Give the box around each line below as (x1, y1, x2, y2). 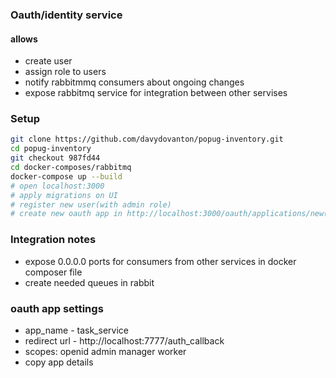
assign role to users (24, 66, 107, 78)
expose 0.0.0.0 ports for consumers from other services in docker (24, 255, 297, 267)
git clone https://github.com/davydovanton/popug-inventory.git (10, 134, 284, 145)
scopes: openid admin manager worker (24, 345, 187, 357)
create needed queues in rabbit (24, 276, 155, 288)
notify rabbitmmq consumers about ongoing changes (24, 76, 245, 88)
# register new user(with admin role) (10, 199, 172, 210)
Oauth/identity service (10, 8, 123, 22)
